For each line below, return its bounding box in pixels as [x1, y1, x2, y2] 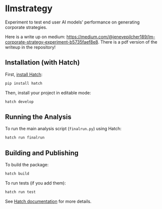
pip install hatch [5, 81, 42, 86]
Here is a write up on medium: [5, 34, 66, 40]
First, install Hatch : [5, 71, 43, 77]
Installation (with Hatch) [5, 58, 80, 67]
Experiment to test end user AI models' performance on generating [5, 19, 140, 25]
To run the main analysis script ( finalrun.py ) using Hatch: [5, 126, 122, 132]
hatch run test [5, 189, 36, 194]
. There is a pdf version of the [98, 39, 158, 45]
